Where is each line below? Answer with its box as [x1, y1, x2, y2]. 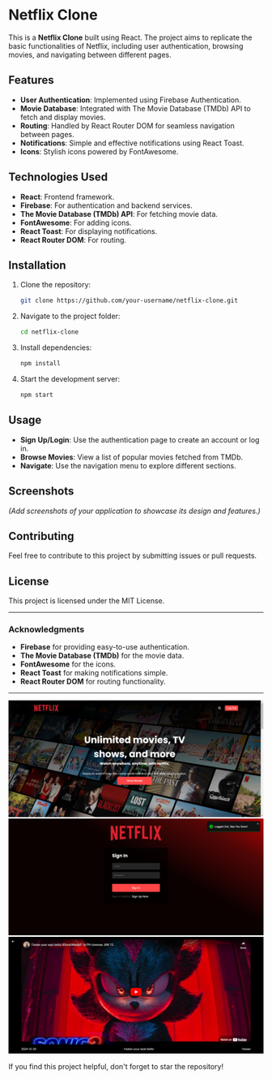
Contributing [8, 529, 74, 543]
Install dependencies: [19, 343, 92, 352]
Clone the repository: [19, 280, 91, 290]
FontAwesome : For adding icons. [19, 218, 132, 227]
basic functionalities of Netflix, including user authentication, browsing [8, 41, 244, 50]
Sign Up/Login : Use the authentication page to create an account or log [19, 434, 260, 444]
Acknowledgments [8, 624, 85, 635]
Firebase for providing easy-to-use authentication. [19, 642, 190, 652]
